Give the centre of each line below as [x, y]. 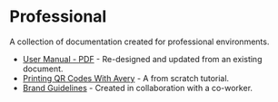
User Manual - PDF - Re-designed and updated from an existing [142, 59]
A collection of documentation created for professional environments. [139, 42]
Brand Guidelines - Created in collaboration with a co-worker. [137, 88]
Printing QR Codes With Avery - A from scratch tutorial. [126, 78]
